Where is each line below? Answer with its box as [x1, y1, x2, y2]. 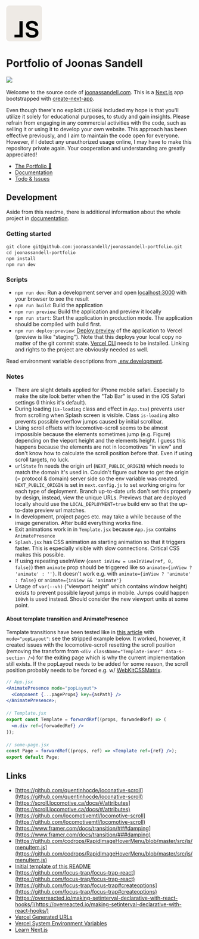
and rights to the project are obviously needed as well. [14, 346, 149, 353]
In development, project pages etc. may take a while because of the [14, 512, 182, 520]
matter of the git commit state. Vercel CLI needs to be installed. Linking [14, 339, 189, 347]
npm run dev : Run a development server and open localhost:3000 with [14, 289, 187, 296]
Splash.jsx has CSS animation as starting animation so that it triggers [14, 538, 186, 545]
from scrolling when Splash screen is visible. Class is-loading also [14, 411, 179, 419]
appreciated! [6, 151, 38, 158]
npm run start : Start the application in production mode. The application [14, 314, 192, 322]
